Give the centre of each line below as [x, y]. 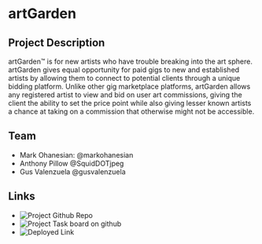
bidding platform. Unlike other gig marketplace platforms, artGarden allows [129, 86]
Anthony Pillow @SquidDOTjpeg [72, 163]
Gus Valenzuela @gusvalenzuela [72, 171]
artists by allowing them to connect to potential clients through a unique [124, 78]
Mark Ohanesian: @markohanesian [76, 155]
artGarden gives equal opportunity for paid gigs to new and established [124, 70]
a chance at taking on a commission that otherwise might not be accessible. [131, 111]
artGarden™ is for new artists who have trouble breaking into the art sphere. [131, 61]
